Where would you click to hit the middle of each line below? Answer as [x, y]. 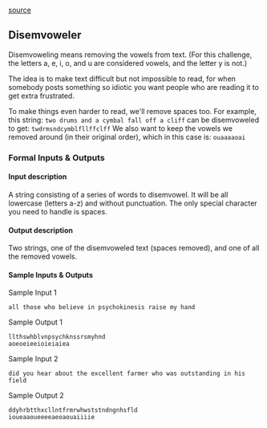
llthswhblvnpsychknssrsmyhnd [57, 337]
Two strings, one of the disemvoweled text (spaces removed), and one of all [134, 248]
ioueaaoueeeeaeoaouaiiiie [51, 418]
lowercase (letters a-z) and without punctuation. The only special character [133, 203]
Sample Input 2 [33, 359]
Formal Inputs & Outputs [57, 157]
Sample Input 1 [33, 293]
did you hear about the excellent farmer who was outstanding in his [127, 374]
